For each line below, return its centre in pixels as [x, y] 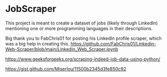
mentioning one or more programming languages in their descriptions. [79, 28]
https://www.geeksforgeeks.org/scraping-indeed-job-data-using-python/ [83, 59]
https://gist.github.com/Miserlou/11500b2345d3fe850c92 [66, 69]
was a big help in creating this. [38, 43]
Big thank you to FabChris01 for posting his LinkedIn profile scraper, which [83, 38]
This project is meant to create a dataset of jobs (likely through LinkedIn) [82, 23]
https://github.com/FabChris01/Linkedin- [113, 43]
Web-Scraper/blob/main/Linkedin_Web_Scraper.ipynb [62, 49]
